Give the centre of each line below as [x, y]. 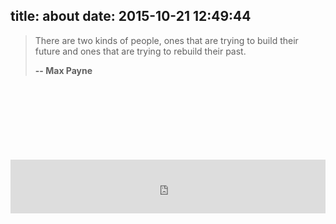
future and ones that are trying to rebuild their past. [140, 51]
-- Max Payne [63, 70]
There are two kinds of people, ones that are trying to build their [166, 40]
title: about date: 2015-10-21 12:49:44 [131, 16]
